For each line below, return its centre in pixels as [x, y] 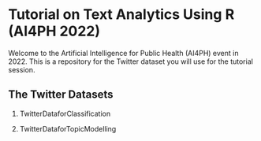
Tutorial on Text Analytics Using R [121, 15]
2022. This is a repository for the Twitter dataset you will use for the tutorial [131, 61]
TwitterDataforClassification [65, 113]
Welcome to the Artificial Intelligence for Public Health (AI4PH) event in [123, 53]
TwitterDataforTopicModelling [68, 128]
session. [22, 69]
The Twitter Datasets [61, 95]
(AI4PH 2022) [54, 31]
